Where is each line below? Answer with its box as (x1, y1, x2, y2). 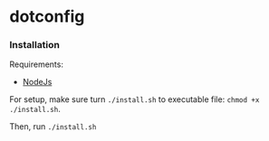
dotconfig (9, 6, 85, 27)
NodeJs (22, 77, 53, 88)
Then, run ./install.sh (9, 121, 97, 132)
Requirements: (9, 59, 63, 70)
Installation (9, 39, 61, 52)
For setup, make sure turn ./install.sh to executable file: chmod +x (9, 94, 260, 105)
